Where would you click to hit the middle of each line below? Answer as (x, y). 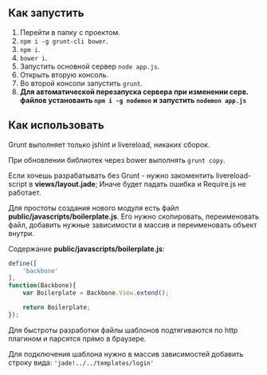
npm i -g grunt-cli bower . (64, 41)
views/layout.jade (65, 184)
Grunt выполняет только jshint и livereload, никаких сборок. (109, 144)
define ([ (23, 263)
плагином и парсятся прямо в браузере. (77, 338)
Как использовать (57, 126)
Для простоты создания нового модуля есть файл (94, 207)
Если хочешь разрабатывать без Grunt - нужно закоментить (111, 176)
